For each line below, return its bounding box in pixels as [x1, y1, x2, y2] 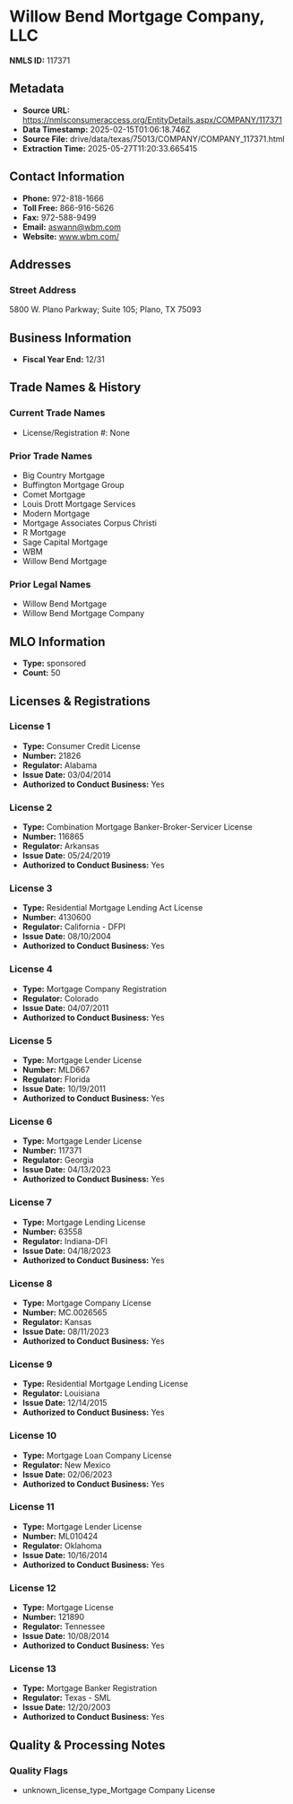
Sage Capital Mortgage [22, 536, 108, 548]
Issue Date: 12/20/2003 [22, 1702, 111, 1712]
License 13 [9, 1662, 56, 1675]
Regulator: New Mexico [22, 1460, 111, 1470]
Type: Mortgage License [22, 1602, 114, 1613]
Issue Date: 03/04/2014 [22, 769, 112, 780]
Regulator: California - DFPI [22, 921, 125, 932]
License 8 [9, 1277, 53, 1289]
